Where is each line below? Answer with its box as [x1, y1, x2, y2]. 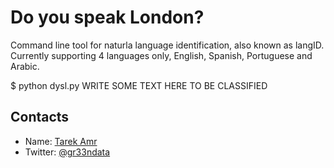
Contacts [10, 109, 70, 126]
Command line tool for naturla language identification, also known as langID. [10, 39, 325, 51]
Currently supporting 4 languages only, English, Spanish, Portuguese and [10, 49, 313, 61]
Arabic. [10, 60, 40, 72]
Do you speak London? [10, 6, 205, 29]
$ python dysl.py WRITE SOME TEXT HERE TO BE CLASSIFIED [10, 79, 268, 91]
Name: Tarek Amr [24, 135, 98, 147]
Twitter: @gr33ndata [24, 146, 111, 158]
